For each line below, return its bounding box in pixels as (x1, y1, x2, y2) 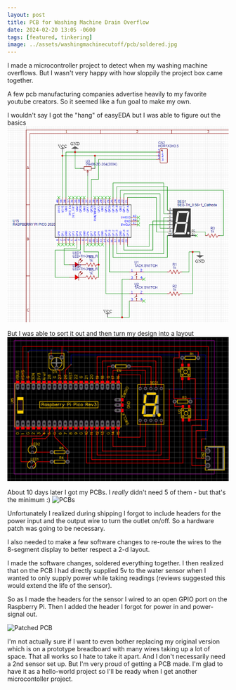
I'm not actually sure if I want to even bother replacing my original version (7, 637, 220, 646)
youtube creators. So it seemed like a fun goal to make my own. (7, 97, 192, 106)
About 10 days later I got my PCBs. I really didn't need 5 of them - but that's (7, 488, 226, 496)
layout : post (7, 11, 46, 18)
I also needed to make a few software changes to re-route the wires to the (7, 538, 222, 546)
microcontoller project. (7, 675, 73, 683)
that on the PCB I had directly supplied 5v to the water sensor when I (7, 567, 206, 575)
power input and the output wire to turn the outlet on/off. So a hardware (7, 517, 214, 525)
